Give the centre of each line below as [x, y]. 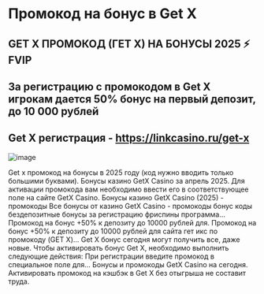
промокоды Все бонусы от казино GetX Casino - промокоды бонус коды [130, 206]
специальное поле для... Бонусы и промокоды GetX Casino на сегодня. [128, 264]
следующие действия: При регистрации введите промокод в [112, 256]
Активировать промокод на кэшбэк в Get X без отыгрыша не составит [127, 273]
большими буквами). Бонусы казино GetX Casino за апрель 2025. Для [127, 180]
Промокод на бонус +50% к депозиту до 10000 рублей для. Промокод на [132, 222]
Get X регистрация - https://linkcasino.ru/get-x [129, 138]
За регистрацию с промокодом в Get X [110, 86]
